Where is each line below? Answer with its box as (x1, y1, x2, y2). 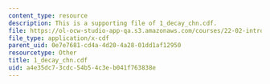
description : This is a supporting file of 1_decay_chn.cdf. (8, 19, 218, 27)
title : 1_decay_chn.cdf (8, 57, 88, 65)
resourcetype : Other (8, 49, 78, 57)
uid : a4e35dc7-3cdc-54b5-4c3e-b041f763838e (8, 64, 157, 72)
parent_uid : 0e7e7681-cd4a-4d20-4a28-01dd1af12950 (8, 42, 182, 50)
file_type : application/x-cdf (8, 34, 110, 42)
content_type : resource (8, 11, 88, 20)
